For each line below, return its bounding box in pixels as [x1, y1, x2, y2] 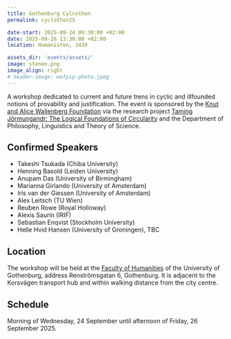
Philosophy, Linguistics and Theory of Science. [7, 121, 141, 130]
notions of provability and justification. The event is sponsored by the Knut [7, 99, 219, 107]
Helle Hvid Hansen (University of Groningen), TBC [17, 225, 160, 234]
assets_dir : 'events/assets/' [7, 54, 94, 61]
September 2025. [7, 325, 57, 333]
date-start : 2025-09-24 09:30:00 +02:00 [7, 29, 125, 36]
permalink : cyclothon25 [7, 17, 76, 23]
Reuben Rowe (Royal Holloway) [17, 204, 107, 212]
